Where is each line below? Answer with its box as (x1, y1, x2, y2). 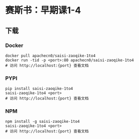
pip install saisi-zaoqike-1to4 (5, 86, 73, 91)
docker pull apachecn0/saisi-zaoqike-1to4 (5, 53, 96, 58)
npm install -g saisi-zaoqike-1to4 (5, 119, 80, 124)
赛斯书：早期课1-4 (5, 5, 82, 16)
